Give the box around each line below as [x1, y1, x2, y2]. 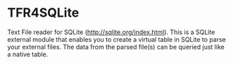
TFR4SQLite [7, 5, 80, 21]
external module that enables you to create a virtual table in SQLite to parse [7, 35, 227, 43]
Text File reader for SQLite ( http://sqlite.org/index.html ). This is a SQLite [7, 28, 215, 36]
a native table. [7, 50, 49, 58]
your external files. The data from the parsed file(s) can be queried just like [7, 42, 225, 51]
